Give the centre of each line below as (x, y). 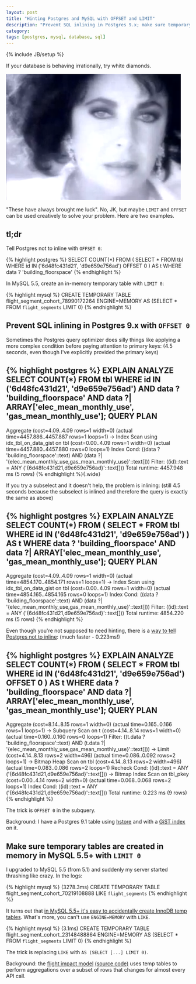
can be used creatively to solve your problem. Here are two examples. (90, 216)
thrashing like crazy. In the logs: (44, 876)
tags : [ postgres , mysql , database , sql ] (56, 37)
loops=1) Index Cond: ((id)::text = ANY (52, 787)
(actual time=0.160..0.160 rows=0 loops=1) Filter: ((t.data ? (76, 737)
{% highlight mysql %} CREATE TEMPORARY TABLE (69, 294)
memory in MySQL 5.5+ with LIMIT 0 (73, 856)
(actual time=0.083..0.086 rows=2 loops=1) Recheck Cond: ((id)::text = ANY (97, 768)
